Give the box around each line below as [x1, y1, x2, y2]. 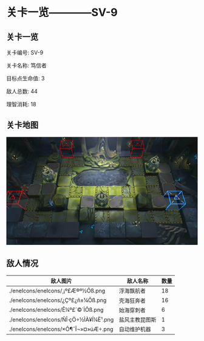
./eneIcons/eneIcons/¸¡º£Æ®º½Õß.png [8, 287, 106, 294]
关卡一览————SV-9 [6, 5, 118, 19]
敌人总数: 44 [6, 88, 38, 95]
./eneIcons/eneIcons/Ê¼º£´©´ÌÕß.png [8, 306, 104, 314]
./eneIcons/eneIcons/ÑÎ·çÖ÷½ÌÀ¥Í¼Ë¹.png [8, 315, 114, 323]
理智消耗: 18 [6, 101, 36, 108]
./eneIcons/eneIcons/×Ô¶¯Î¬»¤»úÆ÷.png [8, 325, 114, 332]
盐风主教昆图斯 [118, 316, 157, 323]
